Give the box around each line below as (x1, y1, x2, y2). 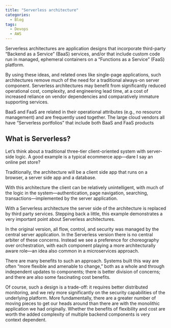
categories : (5, 12, 31, 17)
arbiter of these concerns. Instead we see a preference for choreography (5, 237, 159, 243)
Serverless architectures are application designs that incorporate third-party (5, 46, 166, 51)
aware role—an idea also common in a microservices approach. (5, 248, 139, 254)
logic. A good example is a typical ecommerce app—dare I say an (15, 153, 153, 159)
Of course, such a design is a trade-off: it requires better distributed (5, 284, 148, 290)
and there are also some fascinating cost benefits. (5, 274, 111, 280)
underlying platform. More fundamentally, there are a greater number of (5, 295, 156, 301)
